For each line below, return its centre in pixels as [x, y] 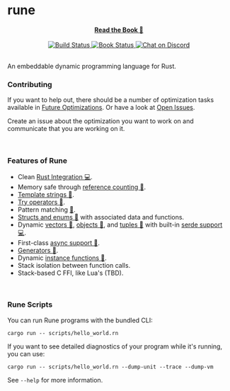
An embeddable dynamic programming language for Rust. [92, 66]
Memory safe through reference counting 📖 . [82, 187]
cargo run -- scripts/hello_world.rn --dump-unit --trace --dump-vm [110, 367]
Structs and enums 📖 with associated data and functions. [101, 217]
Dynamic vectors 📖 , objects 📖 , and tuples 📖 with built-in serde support [120, 225]
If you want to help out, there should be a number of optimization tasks [111, 100]
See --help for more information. [55, 380]
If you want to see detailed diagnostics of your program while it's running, [115, 346]
